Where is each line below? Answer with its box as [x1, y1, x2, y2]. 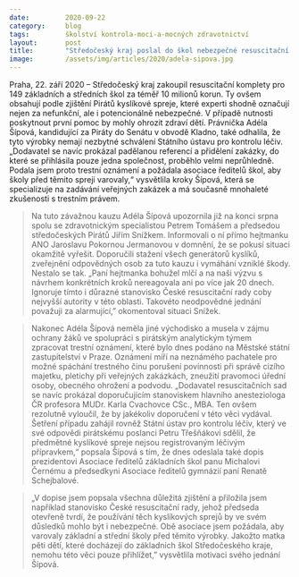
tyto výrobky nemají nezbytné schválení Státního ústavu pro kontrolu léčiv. [9, 136, 283, 147]
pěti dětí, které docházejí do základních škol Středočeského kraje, [30, 540, 274, 550]
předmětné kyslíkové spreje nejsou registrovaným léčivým [30, 437, 245, 447]
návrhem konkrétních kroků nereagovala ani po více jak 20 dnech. [30, 277, 275, 287]
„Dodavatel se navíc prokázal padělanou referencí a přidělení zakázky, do [9, 146, 279, 157]
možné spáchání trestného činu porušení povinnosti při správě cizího [30, 361, 286, 371]
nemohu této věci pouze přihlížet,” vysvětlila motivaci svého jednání [30, 549, 281, 560]
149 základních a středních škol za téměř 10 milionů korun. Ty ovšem [9, 89, 262, 99]
